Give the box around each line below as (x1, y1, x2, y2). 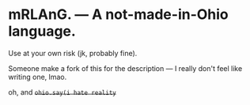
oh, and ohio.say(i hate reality (8, 87, 116, 96)
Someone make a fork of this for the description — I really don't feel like (8, 63, 243, 73)
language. (8, 22, 77, 40)
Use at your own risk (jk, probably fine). (8, 48, 138, 58)
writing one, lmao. (8, 72, 67, 81)
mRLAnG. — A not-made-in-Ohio (8, 6, 229, 24)
